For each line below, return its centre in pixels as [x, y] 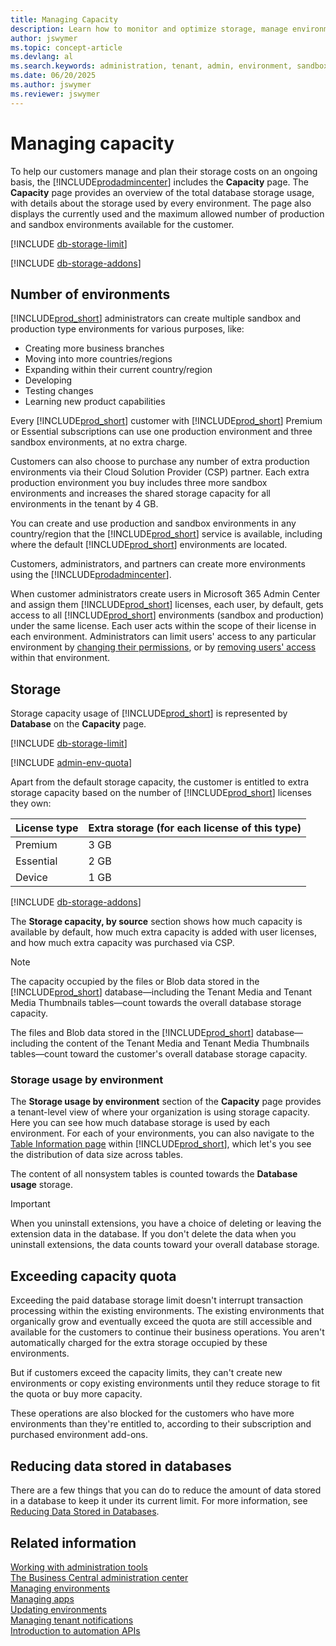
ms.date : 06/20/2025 [53, 76]
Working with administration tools [79, 1567]
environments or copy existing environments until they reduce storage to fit [165, 1383]
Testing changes [59, 391]
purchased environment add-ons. [79, 1435]
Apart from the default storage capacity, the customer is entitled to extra [160, 782]
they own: [31, 803]
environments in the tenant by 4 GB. [84, 504]
